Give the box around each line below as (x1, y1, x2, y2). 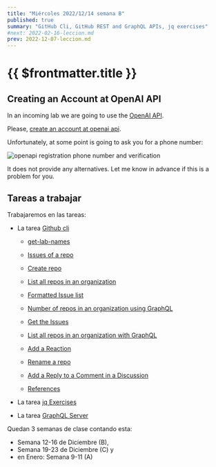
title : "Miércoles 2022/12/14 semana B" (7, 10, 126, 17)
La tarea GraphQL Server (17, 411, 88, 419)
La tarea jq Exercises (17, 398, 77, 406)
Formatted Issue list (27, 291, 84, 299)
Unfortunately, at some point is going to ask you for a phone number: (7, 138, 204, 146)
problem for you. (7, 172, 55, 180)
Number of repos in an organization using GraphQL (27, 304, 173, 312)
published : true (7, 17, 54, 23)
